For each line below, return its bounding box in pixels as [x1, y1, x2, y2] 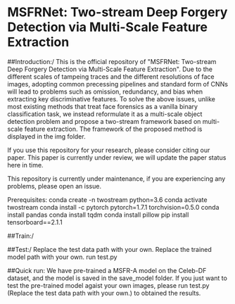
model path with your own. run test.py [7, 253, 118, 261]
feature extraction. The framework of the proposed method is [24, 125, 203, 133]
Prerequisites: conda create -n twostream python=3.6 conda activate [7, 195, 208, 204]
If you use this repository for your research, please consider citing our [7, 146, 210, 154]
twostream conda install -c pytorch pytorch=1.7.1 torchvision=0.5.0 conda [7, 203, 220, 211]
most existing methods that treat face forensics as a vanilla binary [7, 102, 198, 110]
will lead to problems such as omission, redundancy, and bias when [7, 87, 203, 96]
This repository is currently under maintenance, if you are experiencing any [7, 174, 226, 183]
